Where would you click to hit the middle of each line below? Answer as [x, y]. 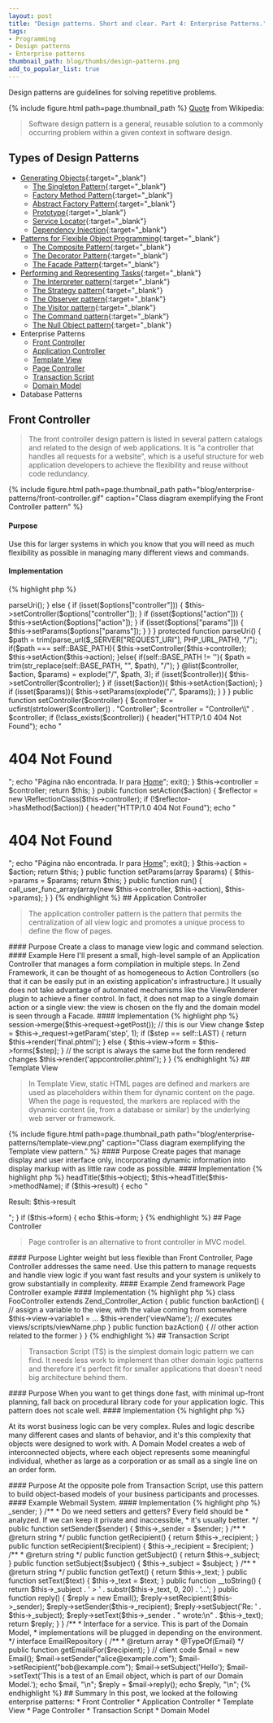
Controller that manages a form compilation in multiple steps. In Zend [124, 964]
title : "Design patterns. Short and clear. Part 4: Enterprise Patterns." [138, 24]
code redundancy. [58, 474]
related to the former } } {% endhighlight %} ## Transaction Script [119, 1335]
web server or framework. [72, 1118]
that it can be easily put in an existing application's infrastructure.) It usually [135, 981]
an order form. [32, 1469]
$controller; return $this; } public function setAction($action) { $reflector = [133, 790]
